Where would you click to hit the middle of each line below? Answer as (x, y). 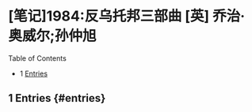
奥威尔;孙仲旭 (52, 36)
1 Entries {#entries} (57, 98)
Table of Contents (38, 58)
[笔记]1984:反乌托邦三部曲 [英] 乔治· (127, 16)
